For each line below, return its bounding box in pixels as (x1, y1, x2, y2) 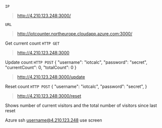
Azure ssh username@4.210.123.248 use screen (5, 117, 102, 123)
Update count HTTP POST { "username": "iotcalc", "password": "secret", (5, 59, 148, 65)
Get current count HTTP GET (5, 40, 60, 46)
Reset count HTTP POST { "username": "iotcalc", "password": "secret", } (5, 83, 147, 89)
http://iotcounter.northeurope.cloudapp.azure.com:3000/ (17, 31, 133, 36)
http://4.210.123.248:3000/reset (17, 93, 82, 99)
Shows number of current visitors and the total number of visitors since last (5, 102, 158, 108)
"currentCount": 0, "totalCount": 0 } (5, 65, 77, 70)
